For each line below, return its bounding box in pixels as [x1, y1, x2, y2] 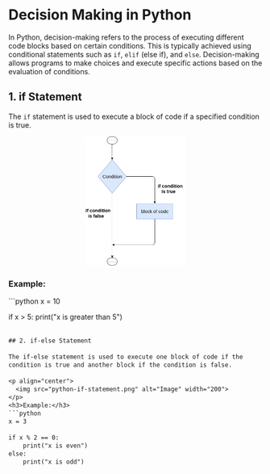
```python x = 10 [8, 296, 60, 306]
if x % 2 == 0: [8, 434, 60, 442]
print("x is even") [23, 442, 89, 450]
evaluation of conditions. [8, 66, 90, 76]
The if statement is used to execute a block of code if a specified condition [8, 111, 260, 121]
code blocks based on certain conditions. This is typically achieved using [8, 40, 251, 50]
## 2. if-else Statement [8, 337, 92, 345]
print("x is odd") [23, 458, 85, 466]
